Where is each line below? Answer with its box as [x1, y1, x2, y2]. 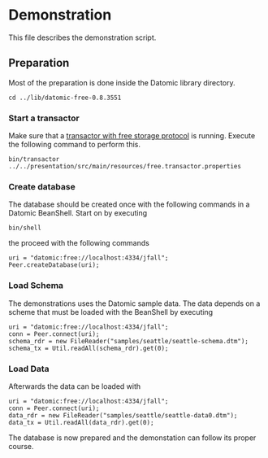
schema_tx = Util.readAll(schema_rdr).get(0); [8, 344, 169, 352]
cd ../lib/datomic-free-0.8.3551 [8, 94, 122, 102]
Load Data [8, 363, 50, 374]
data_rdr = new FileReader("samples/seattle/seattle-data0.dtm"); [8, 411, 238, 420]
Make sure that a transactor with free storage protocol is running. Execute [8, 131, 256, 141]
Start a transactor [8, 112, 80, 124]
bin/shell [8, 224, 42, 233]
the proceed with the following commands [8, 238, 150, 248]
